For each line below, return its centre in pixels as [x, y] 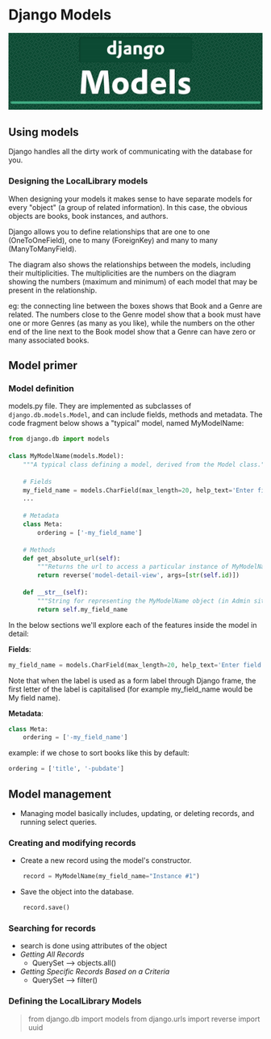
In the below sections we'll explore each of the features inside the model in [133, 625]
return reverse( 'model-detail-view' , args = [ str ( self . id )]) [139, 575]
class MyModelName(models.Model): [67, 456]
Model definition [42, 388]
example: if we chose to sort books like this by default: [99, 753]
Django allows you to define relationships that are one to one [109, 231]
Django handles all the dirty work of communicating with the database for [130, 152]
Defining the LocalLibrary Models [75, 1001]
